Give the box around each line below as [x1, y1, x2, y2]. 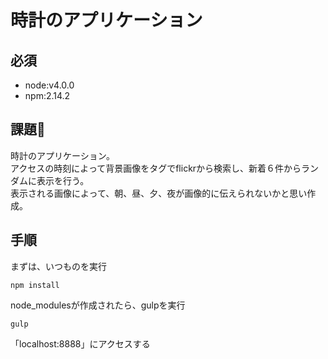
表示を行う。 [36, 174, 90, 186]
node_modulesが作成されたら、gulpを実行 [10, 299, 186, 311]
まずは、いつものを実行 [10, 260, 107, 272]
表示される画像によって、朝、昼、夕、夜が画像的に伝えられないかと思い [10, 187, 308, 199]
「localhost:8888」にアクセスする [10, 337, 151, 350]
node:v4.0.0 [24, 79, 75, 91]
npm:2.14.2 [24, 90, 71, 101]
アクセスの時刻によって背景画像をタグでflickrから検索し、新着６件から [10, 162, 302, 174]
